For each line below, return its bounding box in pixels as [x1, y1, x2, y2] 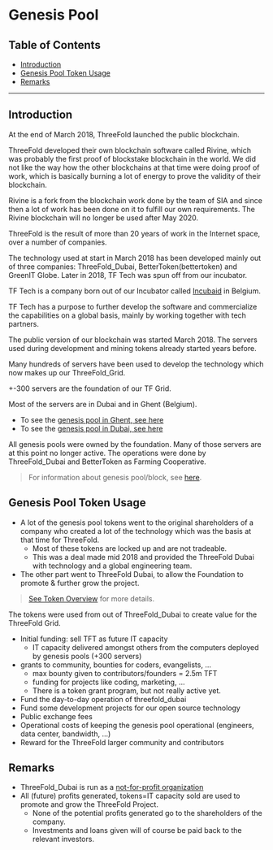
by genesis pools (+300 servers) [32, 651, 142, 661]
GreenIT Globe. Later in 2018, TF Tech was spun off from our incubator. [8, 270, 248, 280]
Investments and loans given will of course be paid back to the [32, 826, 242, 835]
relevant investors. [32, 835, 95, 844]
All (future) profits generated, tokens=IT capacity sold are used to [19, 791, 240, 801]
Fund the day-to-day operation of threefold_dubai [19, 694, 187, 704]
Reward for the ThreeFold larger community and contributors [19, 737, 225, 747]
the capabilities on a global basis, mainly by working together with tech [8, 310, 246, 320]
